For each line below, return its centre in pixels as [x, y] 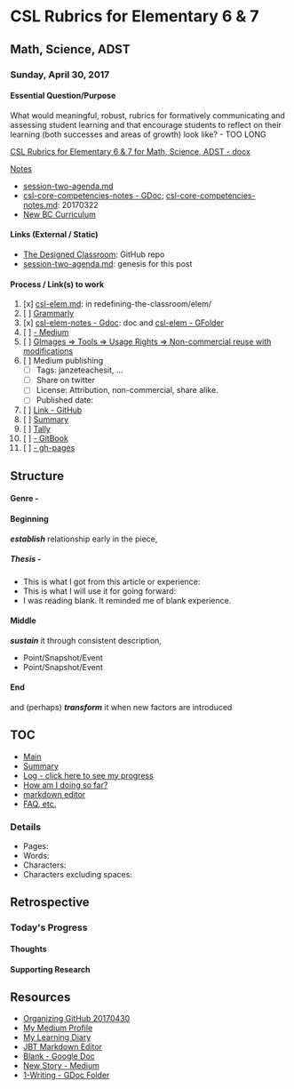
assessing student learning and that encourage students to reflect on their [146, 124]
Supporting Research [51, 969]
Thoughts [28, 949]
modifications [48, 351]
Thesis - [26, 559]
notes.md [40, 204]
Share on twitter [66, 380]
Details [26, 827]
